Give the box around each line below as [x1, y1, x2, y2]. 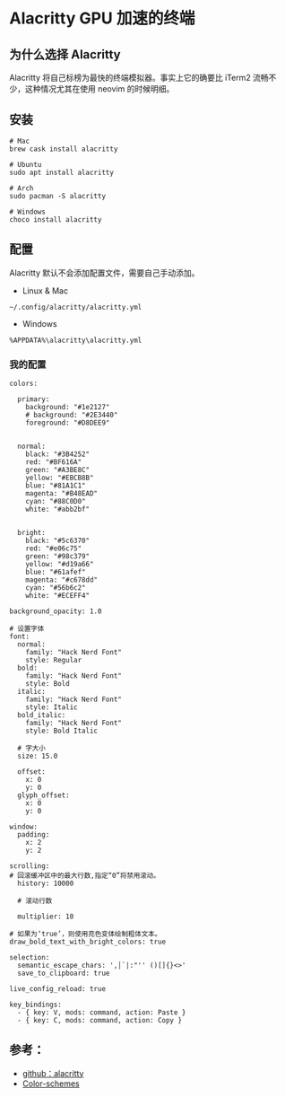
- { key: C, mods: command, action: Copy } [17, 1015, 182, 1024]
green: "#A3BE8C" [25, 465, 91, 474]
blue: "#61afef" [25, 567, 87, 576]
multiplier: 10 [17, 912, 74, 921]
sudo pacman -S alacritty [9, 191, 106, 200]
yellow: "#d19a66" [25, 559, 94, 568]
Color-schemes [22, 1078, 81, 1089]
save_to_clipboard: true [17, 969, 110, 978]
